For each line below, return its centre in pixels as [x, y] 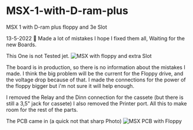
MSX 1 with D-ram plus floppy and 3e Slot [57, 27]
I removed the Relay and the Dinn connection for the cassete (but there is [95, 97]
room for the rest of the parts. [42, 110]
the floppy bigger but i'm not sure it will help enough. [70, 85]
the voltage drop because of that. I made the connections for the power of [96, 80]
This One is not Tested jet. [38, 56]
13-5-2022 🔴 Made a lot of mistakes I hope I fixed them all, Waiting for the [96, 38]
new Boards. [21, 45]
